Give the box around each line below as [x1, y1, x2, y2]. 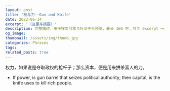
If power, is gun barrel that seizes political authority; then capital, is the [12, 74, 160, 80]
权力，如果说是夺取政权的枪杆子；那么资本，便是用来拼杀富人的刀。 [5, 64, 147, 70]
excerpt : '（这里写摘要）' [5, 21, 57, 27]
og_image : [5, 31, 26, 36]
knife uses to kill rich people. [12, 79, 73, 86]
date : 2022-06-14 [5, 17, 42, 22]
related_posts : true [5, 50, 49, 55]
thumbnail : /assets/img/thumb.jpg [5, 36, 78, 41]
